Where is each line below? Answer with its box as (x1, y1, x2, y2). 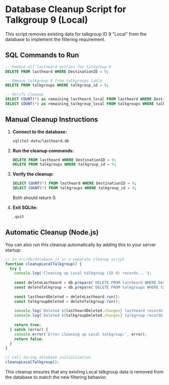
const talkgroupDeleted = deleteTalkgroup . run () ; (14, 299, 121, 304)
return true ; (14, 322, 42, 327)
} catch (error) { (10, 327, 49, 332)
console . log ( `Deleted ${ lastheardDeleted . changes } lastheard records (14, 308, 163, 313)
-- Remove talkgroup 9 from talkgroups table (5, 78, 102, 83)
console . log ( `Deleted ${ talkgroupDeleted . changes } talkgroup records (14, 313, 163, 318)
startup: (5, 247, 22, 253)
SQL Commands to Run (5, 51, 79, 60)
